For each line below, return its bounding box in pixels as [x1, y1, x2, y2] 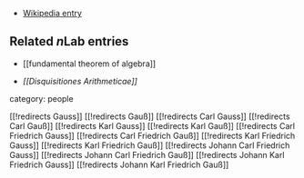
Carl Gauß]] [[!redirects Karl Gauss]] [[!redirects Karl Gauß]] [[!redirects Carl [9, 120, 296, 131]
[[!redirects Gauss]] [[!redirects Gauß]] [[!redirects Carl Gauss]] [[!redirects [9, 111, 290, 122]
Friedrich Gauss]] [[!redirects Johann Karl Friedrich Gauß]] [9, 159, 229, 170]
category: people [9, 93, 75, 104]
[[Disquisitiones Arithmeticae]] [22, 75, 138, 86]
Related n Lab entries [9, 34, 129, 49]
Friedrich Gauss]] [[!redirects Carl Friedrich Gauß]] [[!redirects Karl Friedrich [9, 130, 296, 141]
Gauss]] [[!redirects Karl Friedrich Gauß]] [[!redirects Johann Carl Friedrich [9, 140, 290, 151]
